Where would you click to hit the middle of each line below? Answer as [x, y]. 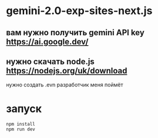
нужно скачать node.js [51, 61]
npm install [21, 124]
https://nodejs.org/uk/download [67, 71]
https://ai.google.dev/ [47, 41]
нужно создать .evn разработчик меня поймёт [65, 85]
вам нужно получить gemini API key [75, 33]
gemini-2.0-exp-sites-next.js [79, 11]
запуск [24, 108]
